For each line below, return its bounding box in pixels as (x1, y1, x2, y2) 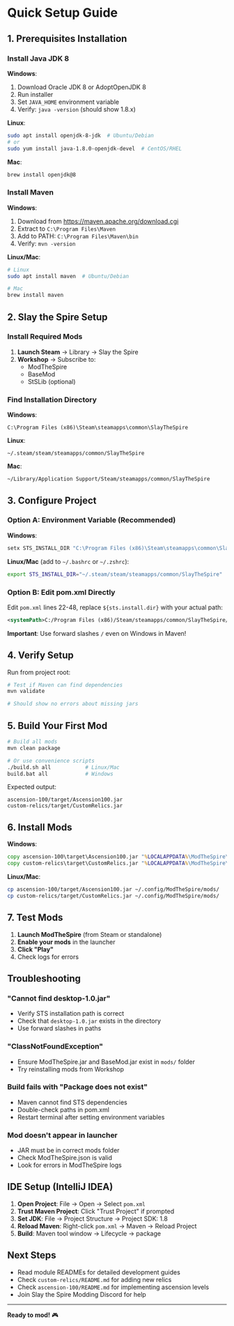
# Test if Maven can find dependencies (7, 681, 123, 688)
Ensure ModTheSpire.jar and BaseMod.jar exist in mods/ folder (17, 1058, 196, 1066)
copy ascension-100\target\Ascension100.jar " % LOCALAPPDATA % (7, 853, 189, 860)
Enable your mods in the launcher (17, 938, 116, 946)
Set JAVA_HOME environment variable (17, 98, 120, 106)
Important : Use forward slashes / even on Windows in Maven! (7, 629, 187, 637)
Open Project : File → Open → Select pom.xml (17, 1199, 146, 1207)
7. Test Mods (7, 912, 63, 924)
